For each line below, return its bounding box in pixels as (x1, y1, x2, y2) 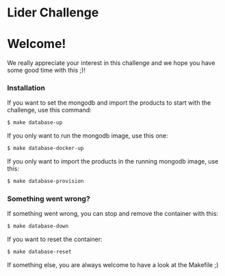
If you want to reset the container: (7, 235, 103, 244)
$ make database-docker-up (7, 145, 84, 152)
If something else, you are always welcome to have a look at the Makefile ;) (7, 261, 219, 269)
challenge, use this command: (7, 106, 92, 114)
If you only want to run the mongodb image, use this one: (7, 131, 169, 140)
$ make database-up (7, 119, 63, 126)
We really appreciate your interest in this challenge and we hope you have (7, 59, 215, 67)
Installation (7, 84, 46, 93)
